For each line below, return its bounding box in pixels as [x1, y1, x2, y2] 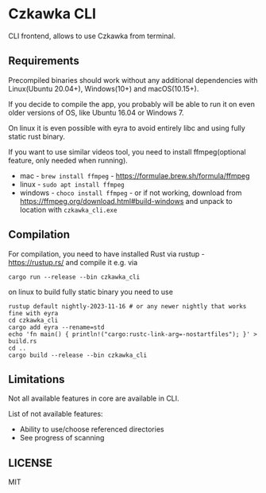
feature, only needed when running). [8, 155, 129, 165]
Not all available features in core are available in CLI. [8, 393, 180, 403]
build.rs [8, 337, 37, 345]
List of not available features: [8, 409, 103, 419]
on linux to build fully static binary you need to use [8, 287, 173, 296]
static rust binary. [8, 131, 66, 141]
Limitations [8, 372, 65, 386]
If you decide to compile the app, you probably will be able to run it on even [8, 99, 256, 108]
